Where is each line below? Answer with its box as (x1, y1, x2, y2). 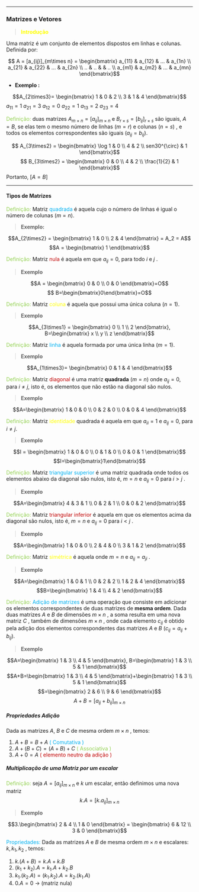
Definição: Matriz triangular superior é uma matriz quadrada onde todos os (6, 469, 189, 476)
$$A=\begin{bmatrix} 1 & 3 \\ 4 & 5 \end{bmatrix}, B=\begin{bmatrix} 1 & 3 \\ (7, 657, 192, 664)
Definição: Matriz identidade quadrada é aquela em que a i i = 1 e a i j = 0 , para (6, 418, 193, 426)
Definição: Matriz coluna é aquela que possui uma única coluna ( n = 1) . (6, 300, 180, 308)
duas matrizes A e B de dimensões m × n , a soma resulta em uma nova (6, 611, 181, 618)
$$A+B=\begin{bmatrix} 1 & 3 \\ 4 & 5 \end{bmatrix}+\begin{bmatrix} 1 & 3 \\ (7, 672, 192, 680)
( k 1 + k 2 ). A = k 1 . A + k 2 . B (14, 864, 73, 872)
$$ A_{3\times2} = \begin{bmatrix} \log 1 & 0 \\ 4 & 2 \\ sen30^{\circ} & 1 (11, 142, 188, 149)
